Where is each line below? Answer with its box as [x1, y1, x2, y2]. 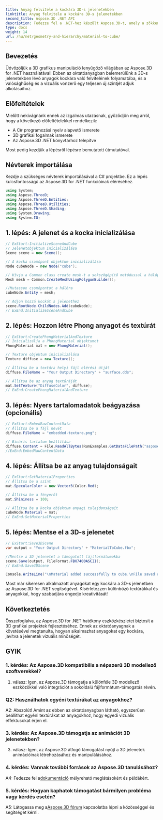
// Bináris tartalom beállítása [5, 439, 71, 444]
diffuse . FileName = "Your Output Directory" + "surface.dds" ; [5, 370, 133, 375]
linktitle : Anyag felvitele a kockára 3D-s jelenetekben [5, 12, 123, 16]
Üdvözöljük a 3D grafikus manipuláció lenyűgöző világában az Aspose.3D [5, 65, 152, 71]
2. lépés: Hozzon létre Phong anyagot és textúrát [5, 322, 156, 330]
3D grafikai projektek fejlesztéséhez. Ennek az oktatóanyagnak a [5, 623, 135, 629]
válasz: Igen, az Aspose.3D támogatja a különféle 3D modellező [12, 679, 140, 685]
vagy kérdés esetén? [5, 793, 56, 800]
